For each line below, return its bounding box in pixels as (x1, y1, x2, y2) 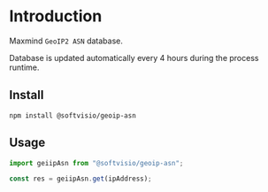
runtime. (9, 62, 40, 73)
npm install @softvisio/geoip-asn (9, 111, 137, 120)
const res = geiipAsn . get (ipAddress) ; (9, 174, 152, 183)
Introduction (9, 6, 103, 27)
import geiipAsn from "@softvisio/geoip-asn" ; (9, 158, 184, 167)
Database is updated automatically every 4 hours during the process (9, 52, 259, 63)
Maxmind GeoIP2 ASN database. (9, 35, 124, 46)
